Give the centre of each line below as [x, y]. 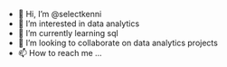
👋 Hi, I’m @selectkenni [60, 14]
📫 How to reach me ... [60, 53]
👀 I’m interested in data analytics [79, 24]
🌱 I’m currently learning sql [68, 33]
